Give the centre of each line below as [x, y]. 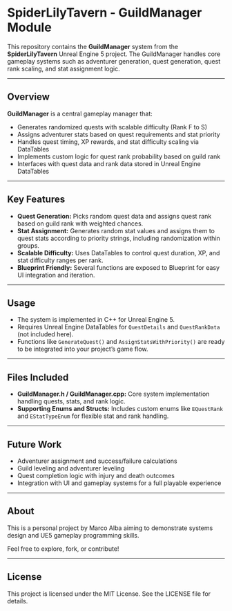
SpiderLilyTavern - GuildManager [105, 13]
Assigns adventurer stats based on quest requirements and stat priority [118, 134]
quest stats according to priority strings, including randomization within [119, 238]
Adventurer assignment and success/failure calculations [97, 461]
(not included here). [45, 334]
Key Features [36, 200]
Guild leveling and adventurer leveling [71, 468]
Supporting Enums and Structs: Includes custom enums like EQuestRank [120, 409]
